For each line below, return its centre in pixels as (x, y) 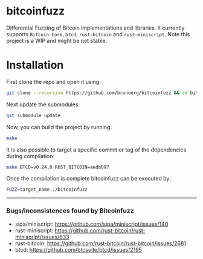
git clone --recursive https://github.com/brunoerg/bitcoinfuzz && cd (97, 93)
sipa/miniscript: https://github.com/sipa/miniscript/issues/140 (92, 224)
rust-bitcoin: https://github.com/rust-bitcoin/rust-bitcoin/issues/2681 (100, 243)
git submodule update (34, 115)
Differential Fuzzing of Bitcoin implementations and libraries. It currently (95, 28)
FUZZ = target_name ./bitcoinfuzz (47, 190)
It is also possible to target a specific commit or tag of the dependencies (96, 150)
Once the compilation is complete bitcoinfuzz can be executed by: (89, 179)
